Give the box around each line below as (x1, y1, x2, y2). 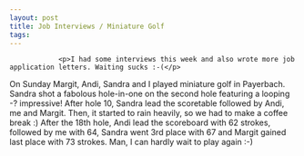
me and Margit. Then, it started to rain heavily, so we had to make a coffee (9, 108, 289, 119)
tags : (9, 30, 30, 39)
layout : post (9, 13, 59, 23)
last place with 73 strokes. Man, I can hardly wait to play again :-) (9, 137, 253, 148)
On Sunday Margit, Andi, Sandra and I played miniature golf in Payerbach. (9, 79, 286, 90)
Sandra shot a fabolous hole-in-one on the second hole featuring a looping (9, 88, 290, 100)
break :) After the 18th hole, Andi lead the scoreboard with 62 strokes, (9, 117, 271, 128)
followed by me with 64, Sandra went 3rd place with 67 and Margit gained (9, 127, 287, 138)
